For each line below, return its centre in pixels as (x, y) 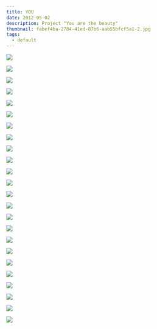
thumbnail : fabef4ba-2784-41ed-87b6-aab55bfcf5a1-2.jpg (78, 29)
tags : (13, 35)
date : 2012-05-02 (28, 18)
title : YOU (20, 12)
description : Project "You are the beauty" (62, 23)
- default (24, 40)
